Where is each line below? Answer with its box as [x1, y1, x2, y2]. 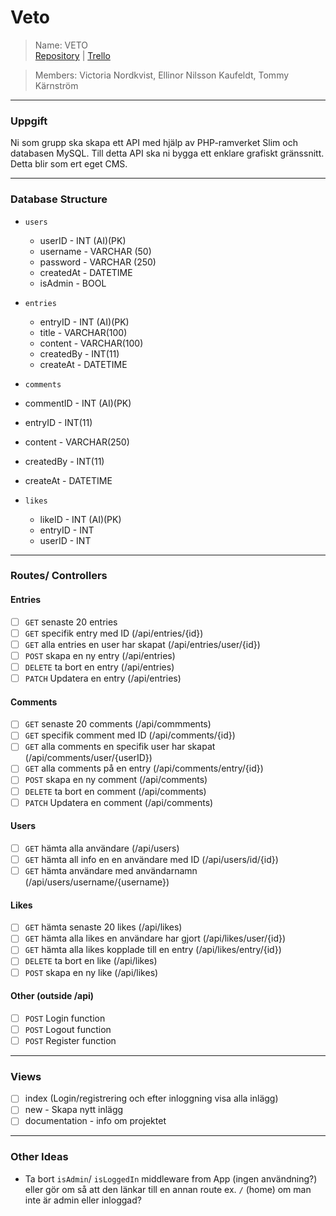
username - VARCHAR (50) [39, 245, 152, 257]
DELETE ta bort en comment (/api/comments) [24, 785, 207, 797]
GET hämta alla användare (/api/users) [24, 842, 180, 854]
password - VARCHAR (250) [39, 256, 157, 268]
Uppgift [10, 114, 48, 128]
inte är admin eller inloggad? [24, 1194, 142, 1206]
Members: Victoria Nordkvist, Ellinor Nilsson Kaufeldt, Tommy [34, 69, 290, 81]
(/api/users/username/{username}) [24, 876, 170, 888]
